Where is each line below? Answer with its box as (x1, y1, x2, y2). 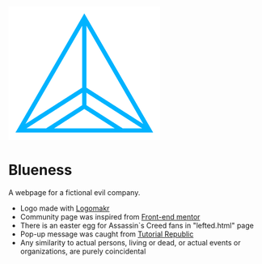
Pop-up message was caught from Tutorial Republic (19, 229, 194, 239)
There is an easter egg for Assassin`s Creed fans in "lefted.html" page (19, 220, 255, 230)
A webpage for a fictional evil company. (8, 187, 141, 197)
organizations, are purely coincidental (19, 246, 146, 256)
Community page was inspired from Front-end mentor (19, 211, 201, 221)
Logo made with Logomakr (19, 203, 110, 213)
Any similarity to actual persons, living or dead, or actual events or (19, 237, 241, 247)
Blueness (8, 161, 73, 180)
